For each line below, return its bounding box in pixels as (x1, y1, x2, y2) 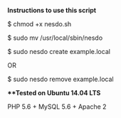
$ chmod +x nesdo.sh (7, 20, 72, 28)
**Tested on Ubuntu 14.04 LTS (7, 89, 101, 97)
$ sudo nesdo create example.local (7, 48, 110, 55)
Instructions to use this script (7, 6, 97, 14)
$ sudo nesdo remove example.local (7, 75, 114, 83)
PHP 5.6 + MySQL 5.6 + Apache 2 (7, 102, 107, 111)
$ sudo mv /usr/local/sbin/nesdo (7, 33, 103, 42)
